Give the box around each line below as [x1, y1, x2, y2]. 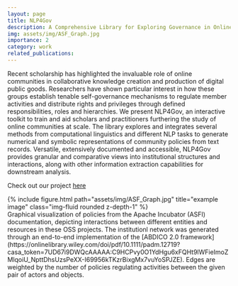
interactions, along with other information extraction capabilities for [7, 160, 204, 168]
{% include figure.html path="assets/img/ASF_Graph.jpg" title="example [7, 194, 218, 203]
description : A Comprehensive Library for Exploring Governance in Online [7, 23, 233, 31]
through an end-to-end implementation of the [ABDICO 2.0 [7, 232, 179, 241]
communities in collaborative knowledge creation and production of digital [7, 77, 225, 85]
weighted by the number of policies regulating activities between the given [7, 263, 225, 271]
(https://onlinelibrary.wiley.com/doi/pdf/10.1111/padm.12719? [7, 240, 181, 248]
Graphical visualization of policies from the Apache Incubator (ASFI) [7, 210, 206, 219]
